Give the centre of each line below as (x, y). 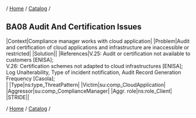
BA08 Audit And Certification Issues (74, 27)
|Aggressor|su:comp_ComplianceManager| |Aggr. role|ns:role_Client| (89, 91)
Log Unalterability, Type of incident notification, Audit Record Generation (94, 72)
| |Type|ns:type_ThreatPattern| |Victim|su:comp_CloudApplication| (86, 85)
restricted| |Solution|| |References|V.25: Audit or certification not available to (98, 53)
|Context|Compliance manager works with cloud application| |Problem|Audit (98, 41)
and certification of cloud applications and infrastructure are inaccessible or (97, 47)
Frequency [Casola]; (31, 78)
